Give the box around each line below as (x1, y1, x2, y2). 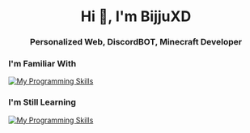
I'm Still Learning (8, 97, 77, 108)
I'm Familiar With (8, 58, 77, 70)
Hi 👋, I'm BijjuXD (80, 7, 192, 26)
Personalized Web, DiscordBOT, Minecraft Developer (29, 36, 243, 48)
